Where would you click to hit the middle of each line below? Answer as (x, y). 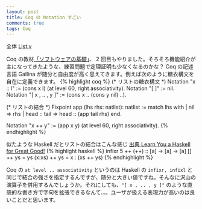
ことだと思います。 (35, 200)
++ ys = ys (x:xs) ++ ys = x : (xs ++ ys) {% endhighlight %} (80, 157)
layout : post (23, 12)
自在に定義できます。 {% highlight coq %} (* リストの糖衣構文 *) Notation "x (101, 82)
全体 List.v (19, 46)
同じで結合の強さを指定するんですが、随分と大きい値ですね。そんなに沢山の (101, 177)
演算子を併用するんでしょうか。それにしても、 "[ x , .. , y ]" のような (97, 185)
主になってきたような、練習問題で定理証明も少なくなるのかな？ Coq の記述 (100, 67)
